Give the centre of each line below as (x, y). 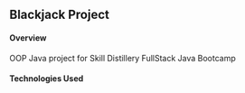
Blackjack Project (60, 15)
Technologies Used (47, 79)
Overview (28, 37)
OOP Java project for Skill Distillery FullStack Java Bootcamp (123, 58)
